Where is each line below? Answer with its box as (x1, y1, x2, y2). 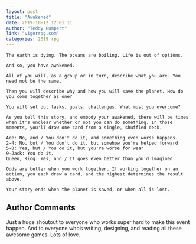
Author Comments (6, 203, 76, 213)
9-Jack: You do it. (6, 151, 54, 157)
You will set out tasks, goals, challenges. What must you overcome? (6, 104, 181, 110)
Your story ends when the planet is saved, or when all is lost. (6, 187, 170, 193)
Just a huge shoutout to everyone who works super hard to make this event (6, 218, 190, 225)
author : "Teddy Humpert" (6, 25, 67, 31)
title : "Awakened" (6, 14, 51, 20)
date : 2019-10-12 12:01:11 (6, 19, 73, 25)
